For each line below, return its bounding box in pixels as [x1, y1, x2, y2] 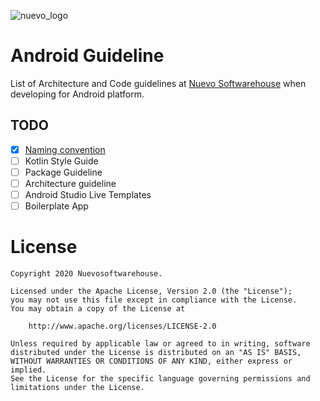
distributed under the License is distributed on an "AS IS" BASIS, [10, 348, 302, 358]
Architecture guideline [24, 177, 117, 189]
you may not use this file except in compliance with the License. [10, 295, 298, 305]
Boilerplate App [24, 200, 89, 212]
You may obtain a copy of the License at [10, 304, 186, 314]
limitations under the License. [10, 383, 145, 393]
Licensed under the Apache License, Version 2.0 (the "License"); [10, 286, 293, 297]
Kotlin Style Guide [24, 155, 99, 167]
